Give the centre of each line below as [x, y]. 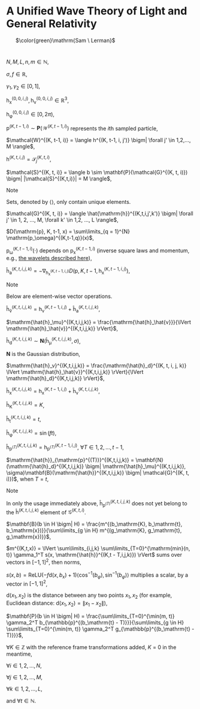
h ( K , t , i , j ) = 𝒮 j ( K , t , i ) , [29, 159]
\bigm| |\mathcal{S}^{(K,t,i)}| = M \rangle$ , [59, 179]
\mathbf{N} [149, 460]
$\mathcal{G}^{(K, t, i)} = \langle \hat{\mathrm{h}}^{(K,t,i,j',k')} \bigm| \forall [100, 213]
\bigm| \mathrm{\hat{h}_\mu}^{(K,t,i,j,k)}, [136, 466]
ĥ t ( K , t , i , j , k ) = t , [24, 419]
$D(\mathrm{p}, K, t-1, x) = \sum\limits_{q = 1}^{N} [68, 231]
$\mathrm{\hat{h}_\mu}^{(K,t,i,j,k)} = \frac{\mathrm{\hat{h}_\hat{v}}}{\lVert [99, 322]
